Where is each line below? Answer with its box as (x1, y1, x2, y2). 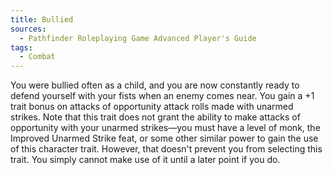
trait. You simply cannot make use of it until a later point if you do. (10, 154, 281, 166)
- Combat (19, 52, 56, 62)
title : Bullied (10, 14, 74, 25)
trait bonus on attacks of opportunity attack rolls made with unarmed (10, 101, 294, 113)
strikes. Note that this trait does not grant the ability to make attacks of (10, 111, 301, 123)
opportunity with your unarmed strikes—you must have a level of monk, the (10, 122, 321, 134)
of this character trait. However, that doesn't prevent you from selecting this (10, 143, 323, 155)
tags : (10, 42, 33, 53)
